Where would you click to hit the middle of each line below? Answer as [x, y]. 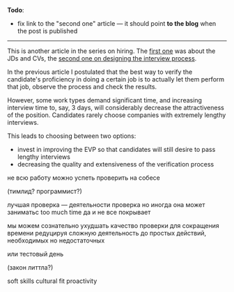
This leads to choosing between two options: [72, 136]
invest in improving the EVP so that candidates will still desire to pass [116, 149]
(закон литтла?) [30, 267]
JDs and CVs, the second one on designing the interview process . [102, 58]
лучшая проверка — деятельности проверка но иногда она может [106, 205]
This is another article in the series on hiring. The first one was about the [111, 51]
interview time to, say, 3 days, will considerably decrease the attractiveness [116, 108]
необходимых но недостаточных [56, 240]
